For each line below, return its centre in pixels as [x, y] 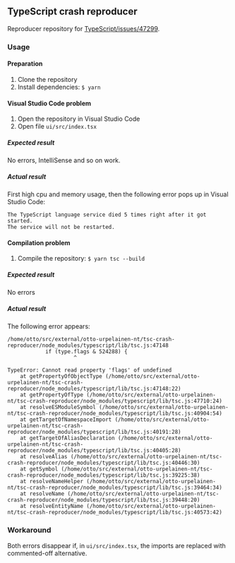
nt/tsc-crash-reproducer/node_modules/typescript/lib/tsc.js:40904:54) [115, 414]
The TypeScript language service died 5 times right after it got [107, 215]
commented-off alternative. [47, 553]
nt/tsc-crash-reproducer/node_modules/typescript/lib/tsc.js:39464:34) [115, 488]
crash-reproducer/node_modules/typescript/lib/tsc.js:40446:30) [104, 463]
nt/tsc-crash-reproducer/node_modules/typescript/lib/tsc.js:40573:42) [115, 512]
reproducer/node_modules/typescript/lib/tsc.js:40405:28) [94, 451]
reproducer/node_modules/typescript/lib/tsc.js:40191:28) [94, 432]
